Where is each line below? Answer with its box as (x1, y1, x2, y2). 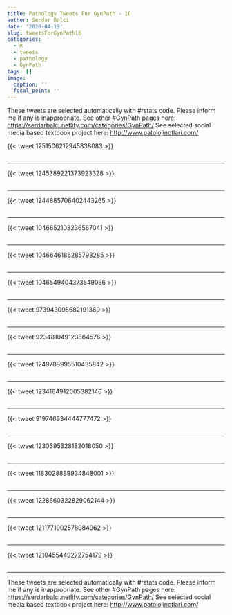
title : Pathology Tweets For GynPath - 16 (7, 10, 131, 17)
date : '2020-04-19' (7, 23, 64, 30)
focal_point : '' (13, 87, 60, 94)
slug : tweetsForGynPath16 (7, 29, 81, 37)
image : (7, 74, 26, 82)
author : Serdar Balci (7, 17, 70, 24)
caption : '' (13, 81, 48, 88)
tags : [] (7, 68, 32, 75)
